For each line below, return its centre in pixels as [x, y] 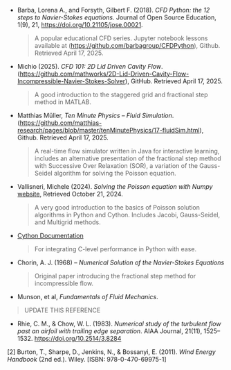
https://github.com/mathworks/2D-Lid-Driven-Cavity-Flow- [104, 74]
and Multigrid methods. [68, 222]
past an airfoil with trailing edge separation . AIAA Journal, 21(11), [110, 331]
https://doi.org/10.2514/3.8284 [78, 338]
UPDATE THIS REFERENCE [62, 310]
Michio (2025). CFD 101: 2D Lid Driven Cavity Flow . [90, 66]
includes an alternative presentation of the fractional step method [128, 158]
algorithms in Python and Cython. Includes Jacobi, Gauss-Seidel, [127, 215]
